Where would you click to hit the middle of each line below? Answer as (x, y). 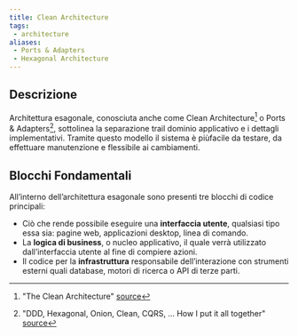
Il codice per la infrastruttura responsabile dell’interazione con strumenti (155, 261)
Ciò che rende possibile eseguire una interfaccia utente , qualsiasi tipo (151, 223)
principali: (27, 206)
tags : (19, 26)
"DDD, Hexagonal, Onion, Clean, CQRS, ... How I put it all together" (144, 313)
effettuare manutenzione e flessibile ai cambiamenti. (105, 148)
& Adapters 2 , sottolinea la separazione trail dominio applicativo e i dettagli (144, 128)
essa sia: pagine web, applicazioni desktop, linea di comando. (135, 233)
